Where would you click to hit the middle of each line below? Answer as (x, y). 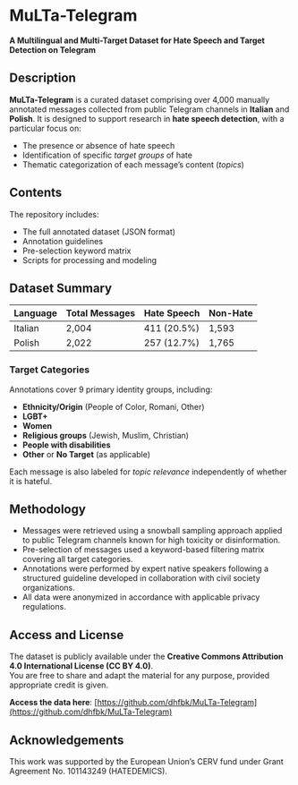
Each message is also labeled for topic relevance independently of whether (148, 472)
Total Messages (101, 313)
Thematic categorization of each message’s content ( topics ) (133, 164)
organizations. (48, 588)
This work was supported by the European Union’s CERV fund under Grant (146, 762)
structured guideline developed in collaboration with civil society (141, 578)
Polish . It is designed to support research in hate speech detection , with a (147, 118)
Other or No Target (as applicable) (86, 454)
